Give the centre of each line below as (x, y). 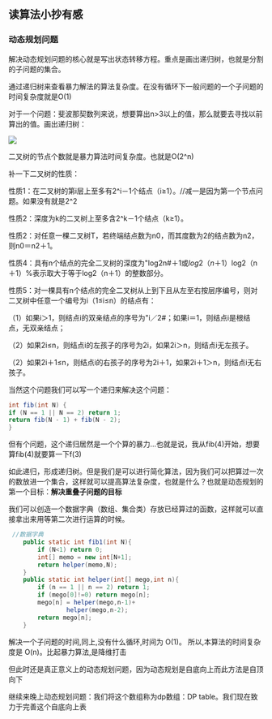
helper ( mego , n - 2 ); (97, 610)
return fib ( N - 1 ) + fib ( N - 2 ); (65, 420)
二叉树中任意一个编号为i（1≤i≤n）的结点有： (82, 300)
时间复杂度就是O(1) (40, 97)
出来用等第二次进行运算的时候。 (76, 519)
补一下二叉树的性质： (44, 174)
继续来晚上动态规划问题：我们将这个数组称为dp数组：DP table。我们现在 (130, 696)
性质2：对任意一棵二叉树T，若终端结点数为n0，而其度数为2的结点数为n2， (134, 235)
